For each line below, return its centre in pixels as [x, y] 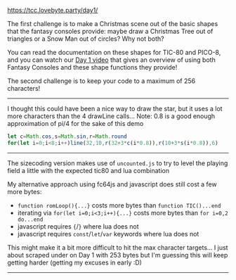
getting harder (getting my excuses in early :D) [75, 262]
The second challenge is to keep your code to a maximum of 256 [101, 81]
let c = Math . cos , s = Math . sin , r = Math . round [67, 136]
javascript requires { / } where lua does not [78, 226]
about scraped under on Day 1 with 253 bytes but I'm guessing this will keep [118, 255]
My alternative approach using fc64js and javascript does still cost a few [112, 184]
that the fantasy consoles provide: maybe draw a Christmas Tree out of [110, 31]
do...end [30, 219]
